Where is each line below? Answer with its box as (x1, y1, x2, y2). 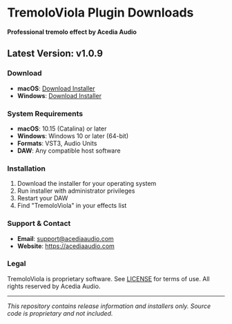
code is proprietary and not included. (7, 309, 113, 317)
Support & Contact (7, 219, 71, 229)
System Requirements (7, 108, 84, 118)
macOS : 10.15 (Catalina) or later (17, 124, 107, 133)
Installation (7, 164, 46, 173)
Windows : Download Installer (17, 91, 102, 99)
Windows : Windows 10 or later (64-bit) (17, 131, 129, 140)
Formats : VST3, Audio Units (17, 139, 97, 147)
